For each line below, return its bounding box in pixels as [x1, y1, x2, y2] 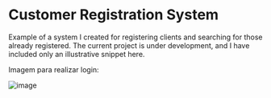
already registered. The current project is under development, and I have [8, 40, 250, 50]
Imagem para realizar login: [8, 64, 99, 74]
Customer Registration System [8, 6, 219, 24]
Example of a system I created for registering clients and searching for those [8, 32, 264, 42]
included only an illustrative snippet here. [8, 49, 145, 59]
